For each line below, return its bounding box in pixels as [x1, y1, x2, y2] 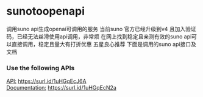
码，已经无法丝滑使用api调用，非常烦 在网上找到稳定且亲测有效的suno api [6, 32, 192, 40]
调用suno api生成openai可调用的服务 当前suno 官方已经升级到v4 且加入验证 [6, 25, 196, 32]
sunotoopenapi [6, 4, 85, 18]
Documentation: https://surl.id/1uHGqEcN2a [6, 84, 117, 92]
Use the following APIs [6, 63, 75, 72]
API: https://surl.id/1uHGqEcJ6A [6, 77, 87, 85]
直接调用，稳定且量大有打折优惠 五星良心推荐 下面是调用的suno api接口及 [11, 40, 196, 48]
